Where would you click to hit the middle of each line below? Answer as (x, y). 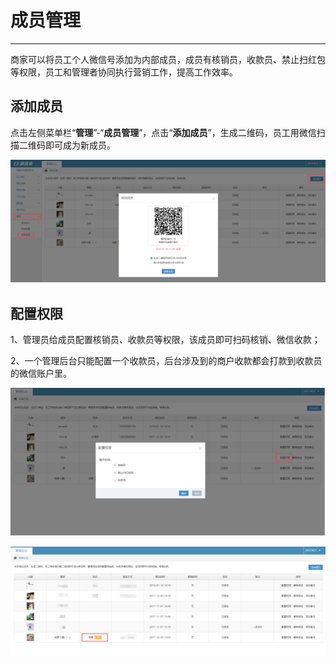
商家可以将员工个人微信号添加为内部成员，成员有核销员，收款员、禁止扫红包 (168, 59)
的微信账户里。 (41, 373)
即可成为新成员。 (80, 145)
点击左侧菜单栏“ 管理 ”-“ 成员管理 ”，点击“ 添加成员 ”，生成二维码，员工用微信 (163, 132)
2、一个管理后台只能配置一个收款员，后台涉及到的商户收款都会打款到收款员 (166, 360)
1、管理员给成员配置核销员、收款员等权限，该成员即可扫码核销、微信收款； (165, 339)
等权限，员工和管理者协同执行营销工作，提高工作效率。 (124, 72)
